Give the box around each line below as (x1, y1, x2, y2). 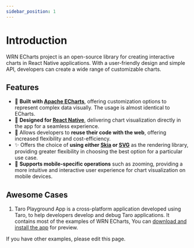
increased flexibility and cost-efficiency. (14, 135, 111, 142)
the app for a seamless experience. (14, 123, 100, 130)
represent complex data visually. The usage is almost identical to (14, 104, 170, 111)
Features (6, 82, 39, 92)
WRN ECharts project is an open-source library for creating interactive (6, 53, 175, 60)
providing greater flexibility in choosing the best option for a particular (14, 148, 183, 155)
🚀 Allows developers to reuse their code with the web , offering (14, 129, 167, 136)
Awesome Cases (6, 190, 68, 199)
